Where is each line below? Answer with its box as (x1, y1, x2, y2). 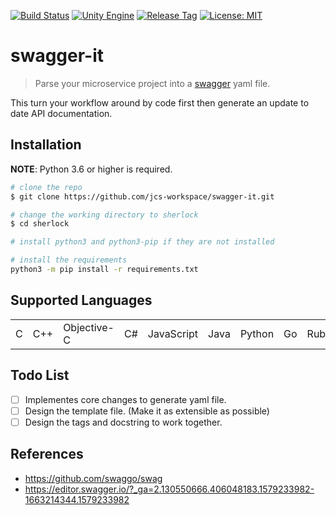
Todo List (10, 367, 70, 384)
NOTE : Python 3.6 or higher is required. (10, 163, 173, 175)
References (10, 446, 84, 463)
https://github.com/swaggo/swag (24, 472, 163, 484)
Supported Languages (10, 292, 153, 309)
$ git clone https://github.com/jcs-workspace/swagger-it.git (10, 191, 275, 202)
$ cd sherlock (10, 219, 70, 229)
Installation (10, 136, 82, 154)
